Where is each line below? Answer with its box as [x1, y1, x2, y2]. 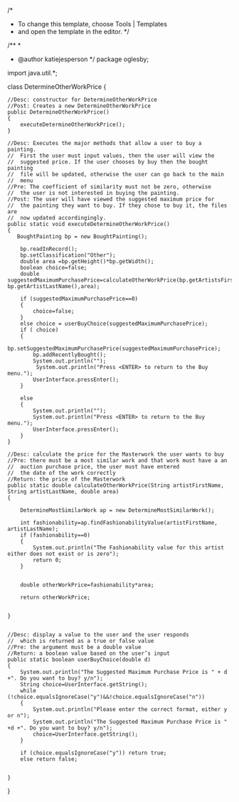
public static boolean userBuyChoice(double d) [7, 656, 152, 663]
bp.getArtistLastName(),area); [7, 283, 100, 290]
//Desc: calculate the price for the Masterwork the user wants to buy [7, 451, 224, 458]
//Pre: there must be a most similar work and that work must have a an [7, 457, 228, 464]
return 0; [33, 557, 62, 564]
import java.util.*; [7, 69, 58, 77]
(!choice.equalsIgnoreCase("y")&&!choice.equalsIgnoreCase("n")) [7, 693, 205, 700]
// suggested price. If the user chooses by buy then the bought [7, 159, 208, 166]
